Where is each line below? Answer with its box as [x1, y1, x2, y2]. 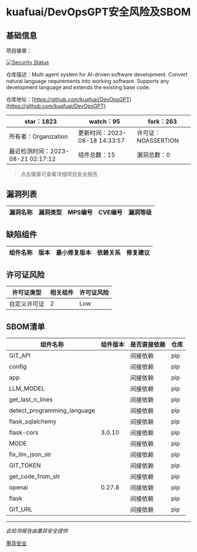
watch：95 [89, 118, 120, 125]
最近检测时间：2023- [9, 147, 69, 155]
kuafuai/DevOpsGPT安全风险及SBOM [6, 5, 191, 19]
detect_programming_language [9, 407, 96, 415]
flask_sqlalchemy [9, 417, 57, 425]
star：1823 [24, 118, 57, 125]
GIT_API [9, 352, 31, 360]
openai [9, 483, 28, 492]
